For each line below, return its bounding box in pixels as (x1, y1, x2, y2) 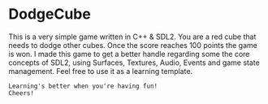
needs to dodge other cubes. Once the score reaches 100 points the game (8, 40, 257, 50)
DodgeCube (8, 5, 91, 24)
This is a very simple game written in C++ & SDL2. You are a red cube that (8, 32, 257, 41)
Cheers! (8, 89, 35, 97)
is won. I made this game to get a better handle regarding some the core (8, 49, 250, 58)
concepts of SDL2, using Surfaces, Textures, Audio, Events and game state (8, 58, 260, 67)
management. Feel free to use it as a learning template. (8, 66, 193, 76)
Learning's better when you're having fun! (8, 82, 158, 90)
